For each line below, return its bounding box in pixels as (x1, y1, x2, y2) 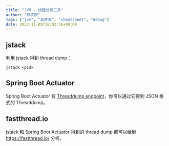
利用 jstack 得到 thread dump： (6, 55, 72, 61)
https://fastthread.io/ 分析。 (6, 135, 65, 141)
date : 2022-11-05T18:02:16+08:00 (6, 21, 77, 27)
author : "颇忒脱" (6, 12, 40, 17)
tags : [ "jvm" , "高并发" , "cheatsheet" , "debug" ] (6, 17, 110, 22)
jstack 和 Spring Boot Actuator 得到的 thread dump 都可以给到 (6, 129, 137, 135)
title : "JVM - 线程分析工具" (6, 7, 64, 13)
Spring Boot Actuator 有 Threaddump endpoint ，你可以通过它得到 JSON (6, 93, 158, 99)
